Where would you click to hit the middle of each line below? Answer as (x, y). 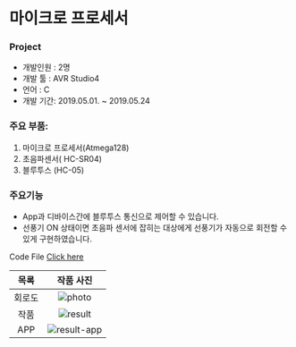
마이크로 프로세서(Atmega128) (76, 148)
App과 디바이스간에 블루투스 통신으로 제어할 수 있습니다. (120, 216)
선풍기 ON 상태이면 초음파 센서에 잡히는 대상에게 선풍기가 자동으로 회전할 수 (155, 228)
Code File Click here (47, 257)
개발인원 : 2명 (46, 67)
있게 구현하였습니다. (57, 239)
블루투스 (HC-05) (53, 170)
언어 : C (36, 89)
